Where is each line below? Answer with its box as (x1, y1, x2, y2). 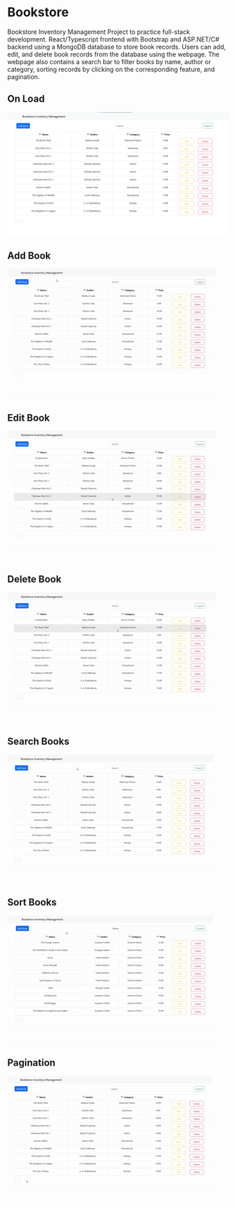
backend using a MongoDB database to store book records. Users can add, (7, 42, 227, 51)
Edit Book (7, 412, 51, 424)
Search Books (7, 736, 70, 748)
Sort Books (7, 896, 57, 908)
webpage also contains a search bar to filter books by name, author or (7, 57, 211, 66)
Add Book (7, 250, 51, 262)
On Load (7, 93, 45, 105)
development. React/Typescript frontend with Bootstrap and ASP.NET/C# (7, 35, 220, 43)
